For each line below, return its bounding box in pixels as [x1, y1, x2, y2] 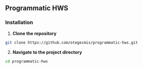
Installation [5, 19, 34, 26]
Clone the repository [12, 30, 57, 36]
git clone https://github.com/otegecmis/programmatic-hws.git [5, 40, 138, 45]
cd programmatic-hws [5, 58, 49, 64]
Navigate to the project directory [12, 49, 82, 55]
